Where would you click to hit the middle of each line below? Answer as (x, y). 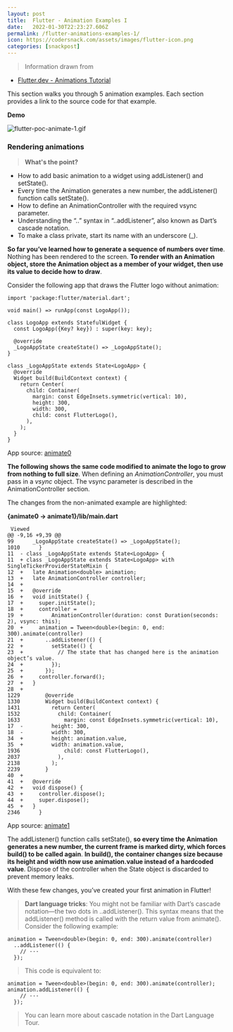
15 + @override (34, 591)
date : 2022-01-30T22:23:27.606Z (58, 27)
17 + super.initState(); (52, 603)
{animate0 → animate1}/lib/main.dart (63, 516)
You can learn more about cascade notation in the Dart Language (119, 1015)
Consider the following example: (71, 926)
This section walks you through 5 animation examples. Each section (106, 94)
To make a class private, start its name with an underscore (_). (108, 236)
